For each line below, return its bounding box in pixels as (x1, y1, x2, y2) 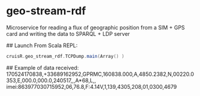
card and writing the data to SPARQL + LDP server (6, 30, 131, 37)
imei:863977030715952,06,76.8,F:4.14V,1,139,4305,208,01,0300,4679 (6, 83, 177, 90)
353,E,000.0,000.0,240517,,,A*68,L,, (6, 76, 96, 84)
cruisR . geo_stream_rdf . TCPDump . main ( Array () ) (6, 53, 125, 59)
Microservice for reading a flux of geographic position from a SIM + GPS (6, 24, 185, 31)
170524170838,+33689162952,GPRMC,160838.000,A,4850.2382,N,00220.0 (6, 70, 195, 78)
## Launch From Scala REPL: (6, 42, 78, 49)
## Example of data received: (6, 64, 79, 71)
